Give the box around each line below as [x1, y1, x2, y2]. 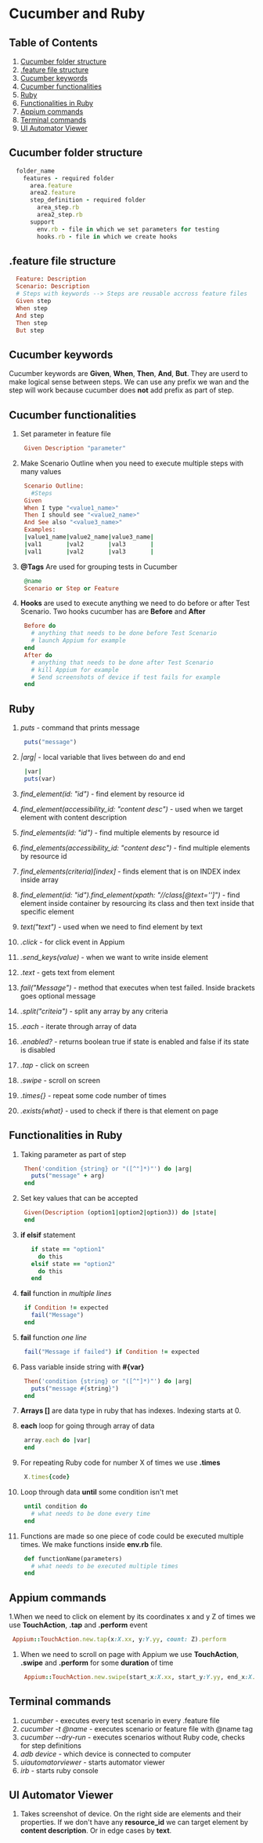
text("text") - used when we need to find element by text [20, 921, 203, 931]
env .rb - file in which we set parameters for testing [37, 225, 220, 233]
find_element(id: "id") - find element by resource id [20, 789, 185, 798]
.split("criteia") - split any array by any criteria [20, 1006, 168, 1016]
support [29, 217, 56, 226]
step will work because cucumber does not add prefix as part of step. [9, 385, 234, 395]
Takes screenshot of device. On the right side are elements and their [20, 1809, 242, 1819]
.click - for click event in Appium [20, 937, 125, 947]
